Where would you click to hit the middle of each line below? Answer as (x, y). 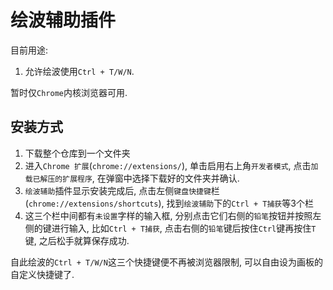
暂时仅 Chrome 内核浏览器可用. (69, 92)
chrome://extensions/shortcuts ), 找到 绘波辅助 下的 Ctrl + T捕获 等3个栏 (171, 203)
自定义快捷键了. (42, 274)
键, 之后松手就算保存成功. (77, 240)
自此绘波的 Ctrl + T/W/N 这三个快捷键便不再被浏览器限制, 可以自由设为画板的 (166, 262)
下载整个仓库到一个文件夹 (77, 153)
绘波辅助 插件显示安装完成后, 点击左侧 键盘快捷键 (118, 190)
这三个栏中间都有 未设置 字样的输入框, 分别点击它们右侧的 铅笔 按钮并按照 (168, 215)
